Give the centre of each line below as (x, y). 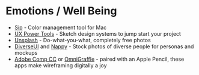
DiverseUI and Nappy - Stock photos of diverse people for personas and (104, 46)
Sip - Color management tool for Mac (60, 27)
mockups (26, 52)
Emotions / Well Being (62, 11)
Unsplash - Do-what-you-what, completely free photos (82, 40)
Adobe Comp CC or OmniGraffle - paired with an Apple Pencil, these (99, 59)
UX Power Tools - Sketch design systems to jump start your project (98, 33)
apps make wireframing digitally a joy (60, 65)
